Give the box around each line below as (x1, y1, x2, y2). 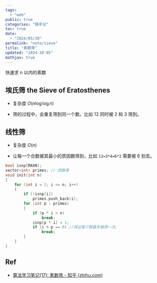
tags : (5, 7, 17, 13)
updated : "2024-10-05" (5, 50, 53, 55)
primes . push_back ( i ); (32, 196, 79, 201)
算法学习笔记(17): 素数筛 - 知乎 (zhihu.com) (12, 272, 103, 278)
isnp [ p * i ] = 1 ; (32, 220, 70, 225)
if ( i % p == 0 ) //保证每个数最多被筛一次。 (32, 225, 119, 230)
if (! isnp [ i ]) (23, 192, 53, 197)
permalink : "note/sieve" (5, 41, 58, 46)
